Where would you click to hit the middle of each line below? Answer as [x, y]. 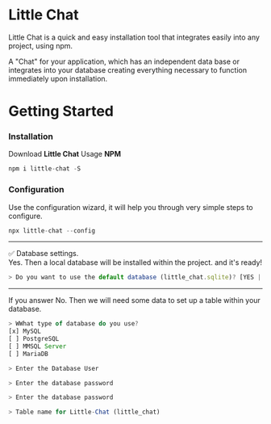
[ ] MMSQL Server [38, 346]
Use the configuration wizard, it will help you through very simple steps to [131, 207]
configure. [25, 216]
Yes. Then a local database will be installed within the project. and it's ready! [135, 262]
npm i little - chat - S [45, 169]
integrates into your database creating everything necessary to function [128, 69]
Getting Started [61, 111]
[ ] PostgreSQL [34, 339]
